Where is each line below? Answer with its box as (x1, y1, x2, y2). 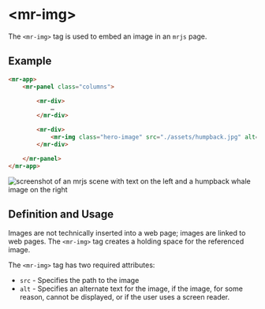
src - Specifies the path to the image (19, 276, 140, 285)
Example (8, 54, 52, 68)
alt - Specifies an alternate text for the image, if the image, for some (19, 284, 243, 293)
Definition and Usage (8, 207, 114, 221)
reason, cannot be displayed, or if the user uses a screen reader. (19, 292, 230, 302)
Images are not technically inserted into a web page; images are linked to (8, 229, 246, 238)
